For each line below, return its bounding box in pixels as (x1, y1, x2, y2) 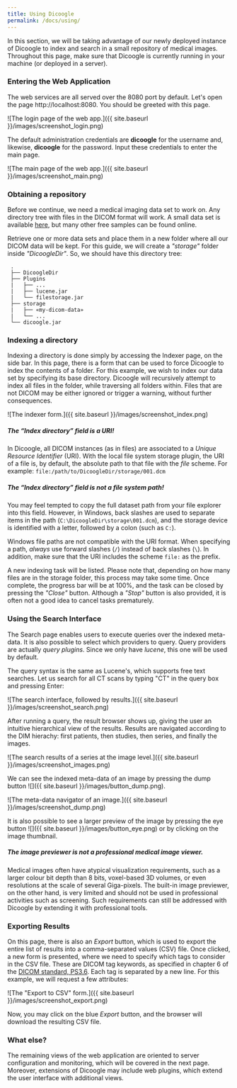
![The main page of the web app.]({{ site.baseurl (7, 164, 149, 172)
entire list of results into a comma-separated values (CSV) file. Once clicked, (7, 944, 231, 953)
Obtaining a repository (7, 189, 86, 199)
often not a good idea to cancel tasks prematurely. (7, 596, 154, 605)
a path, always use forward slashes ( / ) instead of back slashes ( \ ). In (7, 545, 209, 554)
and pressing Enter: (7, 681, 64, 690)
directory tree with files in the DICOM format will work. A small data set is (7, 213, 221, 222)
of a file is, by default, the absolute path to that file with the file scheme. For (7, 459, 228, 468)
